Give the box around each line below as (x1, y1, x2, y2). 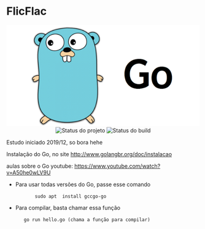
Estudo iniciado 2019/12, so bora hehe (6, 138, 103, 146)
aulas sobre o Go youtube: (6, 162, 74, 170)
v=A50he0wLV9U (6, 168, 51, 176)
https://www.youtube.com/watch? (74, 162, 161, 170)
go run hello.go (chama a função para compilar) (23, 216, 150, 223)
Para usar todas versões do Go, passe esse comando (15, 181, 151, 188)
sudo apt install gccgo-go (34, 193, 107, 200)
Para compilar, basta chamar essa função (15, 204, 121, 211)
